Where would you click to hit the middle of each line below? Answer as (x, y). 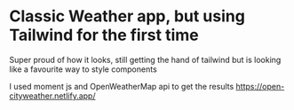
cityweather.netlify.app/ (52, 96)
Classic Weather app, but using (127, 16)
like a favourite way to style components (83, 69)
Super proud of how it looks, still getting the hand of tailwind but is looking (145, 59)
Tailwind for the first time (104, 35)
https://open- (260, 86)
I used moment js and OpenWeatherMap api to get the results (122, 86)
